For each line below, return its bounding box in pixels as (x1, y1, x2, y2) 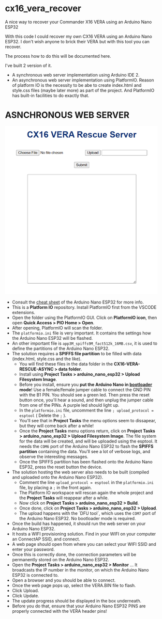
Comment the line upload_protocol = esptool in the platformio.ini (19, 479, 154, 485)
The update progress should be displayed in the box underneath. (12, 598, 142, 603)
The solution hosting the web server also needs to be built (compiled (12, 469, 149, 475)
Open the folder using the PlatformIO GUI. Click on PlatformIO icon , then (12, 315, 157, 320)
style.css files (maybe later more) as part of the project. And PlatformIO (12, 87, 155, 93)
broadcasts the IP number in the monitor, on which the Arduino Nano (12, 567, 149, 572)
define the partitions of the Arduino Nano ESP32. (12, 345, 110, 351)
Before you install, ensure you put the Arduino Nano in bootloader (19, 381, 152, 387)
